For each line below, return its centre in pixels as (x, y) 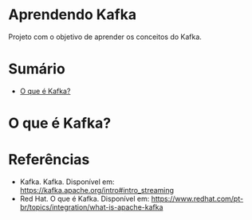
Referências (49, 160)
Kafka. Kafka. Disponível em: (67, 182)
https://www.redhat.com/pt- (197, 198)
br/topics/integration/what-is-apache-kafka (91, 207)
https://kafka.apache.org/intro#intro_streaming (96, 190)
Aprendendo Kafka (73, 15)
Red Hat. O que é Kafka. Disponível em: (85, 198)
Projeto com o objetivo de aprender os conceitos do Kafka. (105, 37)
